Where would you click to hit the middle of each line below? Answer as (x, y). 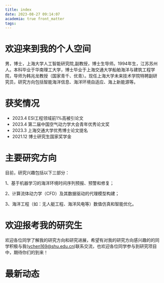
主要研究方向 (31, 158)
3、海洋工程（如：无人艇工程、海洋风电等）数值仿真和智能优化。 (71, 204)
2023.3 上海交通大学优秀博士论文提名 (50, 130)
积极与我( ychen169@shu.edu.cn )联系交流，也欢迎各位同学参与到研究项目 (83, 246)
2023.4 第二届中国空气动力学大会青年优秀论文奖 (61, 124)
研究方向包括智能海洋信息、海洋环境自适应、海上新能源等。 (78, 82)
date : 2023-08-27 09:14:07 (33, 14)
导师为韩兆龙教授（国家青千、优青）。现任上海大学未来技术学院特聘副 (83, 76)
